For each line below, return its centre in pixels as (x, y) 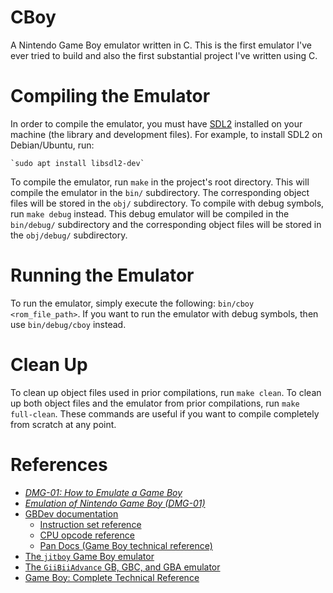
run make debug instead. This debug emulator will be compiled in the (150, 213)
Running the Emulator (102, 275)
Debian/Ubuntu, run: (52, 145)
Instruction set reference (90, 524)
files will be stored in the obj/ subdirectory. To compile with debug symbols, (167, 203)
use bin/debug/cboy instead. (68, 324)
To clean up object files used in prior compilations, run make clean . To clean (166, 392)
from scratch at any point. (63, 424)
